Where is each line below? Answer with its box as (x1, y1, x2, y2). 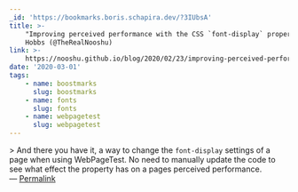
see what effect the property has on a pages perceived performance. (9, 164, 263, 174)
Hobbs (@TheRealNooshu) (25, 37, 114, 47)
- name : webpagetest (25, 112, 101, 121)
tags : (9, 71, 29, 80)
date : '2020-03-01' (9, 63, 82, 72)
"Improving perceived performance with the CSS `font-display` (25, 29, 264, 38)
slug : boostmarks (32, 87, 98, 96)
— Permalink (9, 173, 56, 183)
